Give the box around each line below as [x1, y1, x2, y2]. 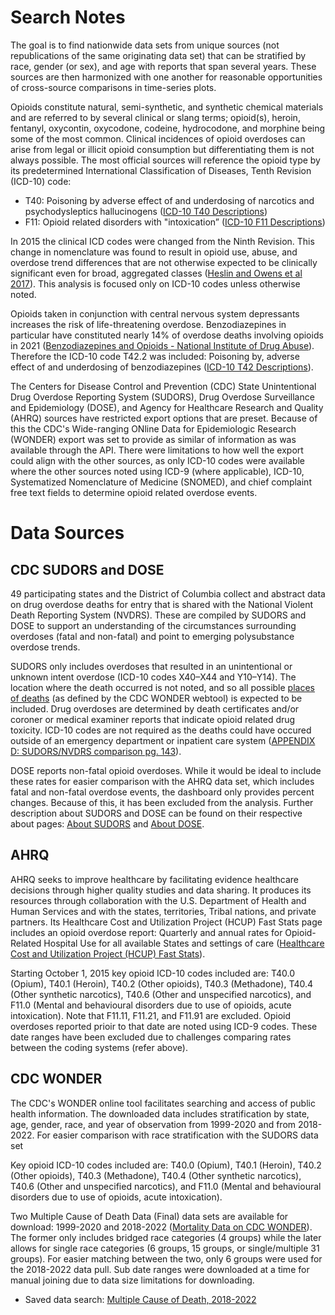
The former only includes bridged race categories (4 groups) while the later [10, 1231, 322, 1243]
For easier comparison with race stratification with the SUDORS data [36, 1129, 319, 1141]
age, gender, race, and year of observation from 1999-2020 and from [10, 1118, 297, 1130]
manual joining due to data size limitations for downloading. [10, 1274, 255, 1286]
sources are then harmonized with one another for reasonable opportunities [10, 71, 323, 83]
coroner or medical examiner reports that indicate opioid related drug [10, 713, 296, 725]
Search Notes [10, 6, 126, 29]
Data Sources [10, 522, 125, 545]
